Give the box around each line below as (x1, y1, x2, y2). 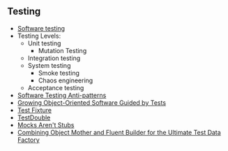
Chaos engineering (38, 76, 93, 85)
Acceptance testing (27, 83, 84, 92)
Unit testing (27, 38, 61, 48)
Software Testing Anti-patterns (17, 91, 107, 99)
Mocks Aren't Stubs (17, 120, 75, 129)
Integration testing (27, 54, 81, 62)
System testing (27, 61, 71, 69)
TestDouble (17, 113, 51, 122)
